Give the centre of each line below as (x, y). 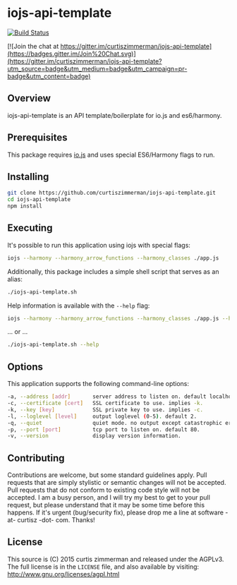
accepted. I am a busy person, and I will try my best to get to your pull (109, 497)
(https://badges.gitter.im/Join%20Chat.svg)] (72, 54)
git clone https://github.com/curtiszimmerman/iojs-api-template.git (112, 193)
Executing (30, 228)
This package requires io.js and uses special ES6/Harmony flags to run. (111, 155)
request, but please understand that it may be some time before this (106, 505)
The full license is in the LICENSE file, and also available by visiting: (103, 567)
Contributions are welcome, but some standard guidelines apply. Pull (107, 475)
